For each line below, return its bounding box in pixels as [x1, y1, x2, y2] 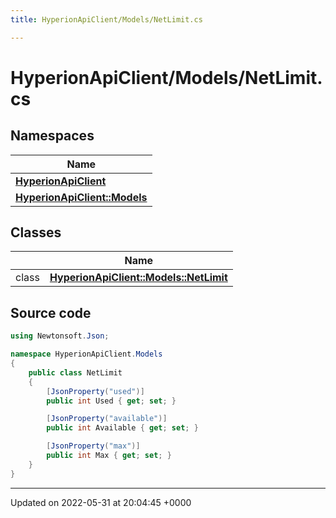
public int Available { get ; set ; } [46, 423, 199, 433]
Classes [10, 224, 62, 241]
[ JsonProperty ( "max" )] [46, 441, 141, 451]
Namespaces [10, 127, 95, 145]
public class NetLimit [28, 367, 123, 378]
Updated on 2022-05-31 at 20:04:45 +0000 [10, 496, 192, 508]
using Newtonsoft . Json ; [10, 331, 110, 341]
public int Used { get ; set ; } [46, 396, 177, 406]
